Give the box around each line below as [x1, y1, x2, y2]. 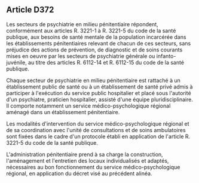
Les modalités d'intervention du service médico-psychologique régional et [6, 120, 189, 127]
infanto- [156, 52, 176, 59]
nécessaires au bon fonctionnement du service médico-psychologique [6, 163, 180, 170]
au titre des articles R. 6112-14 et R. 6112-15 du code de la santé [27, 59, 184, 66]
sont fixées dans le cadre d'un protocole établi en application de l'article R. [6, 133, 191, 140]
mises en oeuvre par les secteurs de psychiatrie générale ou [6, 52, 155, 59]
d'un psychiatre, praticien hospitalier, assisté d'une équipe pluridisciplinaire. [6, 96, 193, 103]
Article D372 [6, 5, 54, 15]
